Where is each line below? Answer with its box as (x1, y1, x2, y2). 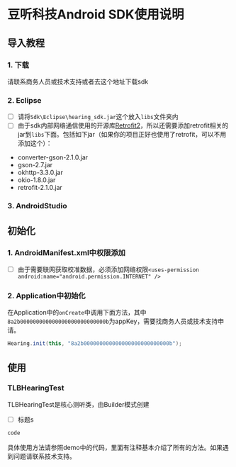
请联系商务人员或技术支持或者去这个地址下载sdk (7, 77, 149, 86)
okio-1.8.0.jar (17, 176, 56, 184)
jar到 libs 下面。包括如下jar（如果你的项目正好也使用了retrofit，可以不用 (17, 130, 227, 139)
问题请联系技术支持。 (13, 451, 76, 461)
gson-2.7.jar (17, 161, 53, 169)
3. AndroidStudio (7, 201, 67, 211)
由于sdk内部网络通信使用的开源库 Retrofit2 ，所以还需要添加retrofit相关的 (17, 121, 229, 130)
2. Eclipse (7, 95, 42, 105)
